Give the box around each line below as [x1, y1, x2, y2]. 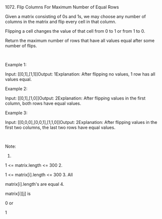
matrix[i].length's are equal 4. [5, 181, 64, 187]
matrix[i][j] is [5, 191, 31, 197]
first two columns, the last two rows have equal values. [5, 124, 116, 130]
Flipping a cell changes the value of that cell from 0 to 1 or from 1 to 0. [5, 28, 145, 34]
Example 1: [5, 62, 27, 67]
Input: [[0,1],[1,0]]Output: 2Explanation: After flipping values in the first [5, 95, 146, 101]
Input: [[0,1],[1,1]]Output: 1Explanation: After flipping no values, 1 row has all [5, 71, 155, 77]
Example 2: [5, 86, 28, 92]
